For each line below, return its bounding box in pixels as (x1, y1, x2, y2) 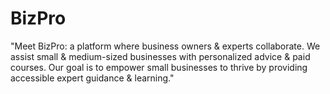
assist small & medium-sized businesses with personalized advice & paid (10, 50, 311, 62)
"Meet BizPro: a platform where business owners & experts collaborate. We (10, 40, 321, 52)
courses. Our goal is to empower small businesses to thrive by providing (10, 61, 308, 73)
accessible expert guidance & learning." (10, 72, 175, 84)
